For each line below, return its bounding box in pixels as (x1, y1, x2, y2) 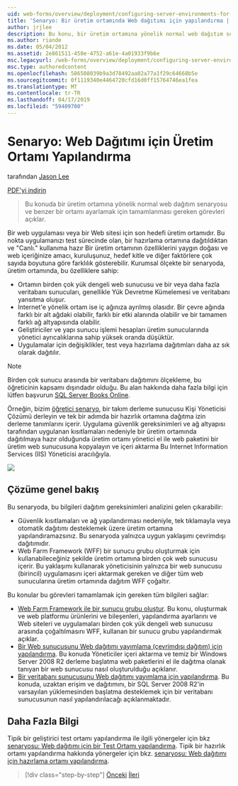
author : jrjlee (7, 23, 52, 31)
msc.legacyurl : (7, 57, 52, 64)
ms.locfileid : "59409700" (7, 103, 84, 110)
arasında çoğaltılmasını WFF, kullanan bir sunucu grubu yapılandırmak (17, 627, 222, 635)
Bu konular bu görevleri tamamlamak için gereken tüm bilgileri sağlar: (7, 591, 209, 599)
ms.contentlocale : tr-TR (7, 90, 81, 97)
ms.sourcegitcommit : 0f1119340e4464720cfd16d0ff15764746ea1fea (7, 76, 198, 84)
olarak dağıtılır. (17, 348, 61, 356)
